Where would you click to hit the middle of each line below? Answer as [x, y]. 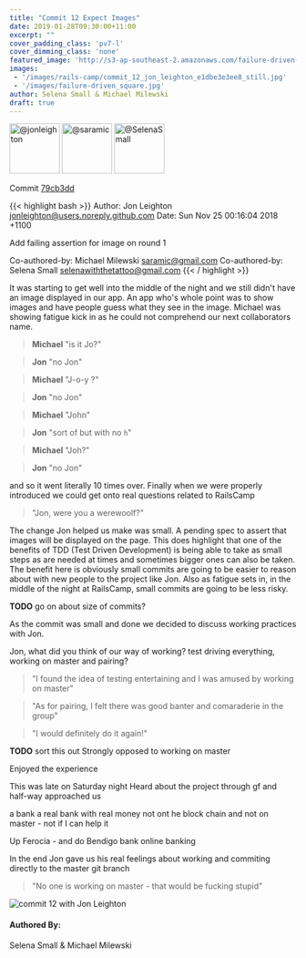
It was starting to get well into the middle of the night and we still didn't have [153, 288]
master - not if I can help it [59, 824]
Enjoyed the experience [54, 769]
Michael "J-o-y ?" [65, 380]
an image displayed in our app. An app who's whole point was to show [142, 298]
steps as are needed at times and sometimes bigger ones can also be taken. [153, 560]
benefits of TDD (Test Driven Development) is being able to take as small [146, 550]
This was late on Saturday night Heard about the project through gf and [143, 787]
